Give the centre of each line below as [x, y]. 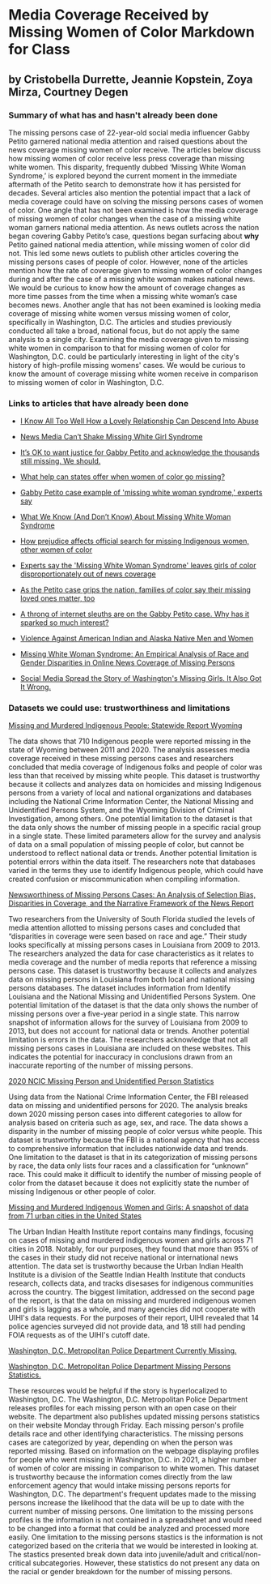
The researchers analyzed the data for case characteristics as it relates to [131, 953]
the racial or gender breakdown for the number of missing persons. [121, 1572]
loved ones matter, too [57, 598]
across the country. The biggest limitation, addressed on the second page [131, 1292]
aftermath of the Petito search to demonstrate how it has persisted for [125, 184]
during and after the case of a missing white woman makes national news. [132, 279]
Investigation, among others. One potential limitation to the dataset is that [130, 819]
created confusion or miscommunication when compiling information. [124, 879]
